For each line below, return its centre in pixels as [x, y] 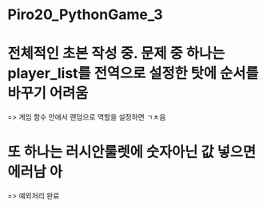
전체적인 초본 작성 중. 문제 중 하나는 [116, 54]
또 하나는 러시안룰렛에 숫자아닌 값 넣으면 [132, 152]
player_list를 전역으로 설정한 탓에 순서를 [133, 74]
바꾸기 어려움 [48, 94]
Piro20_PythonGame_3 [85, 15]
